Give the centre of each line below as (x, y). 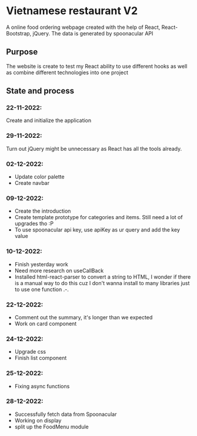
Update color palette (39, 177)
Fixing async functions (42, 386)
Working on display (38, 420)
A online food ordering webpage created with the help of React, (83, 27)
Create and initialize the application (49, 120)
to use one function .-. (41, 289)
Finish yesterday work (41, 264)
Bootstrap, (19, 33)
